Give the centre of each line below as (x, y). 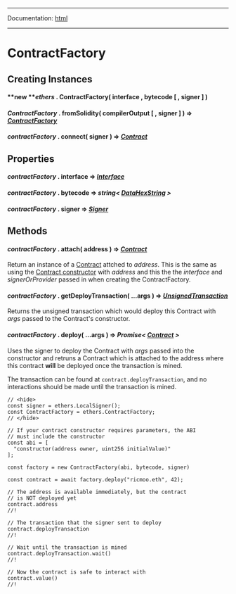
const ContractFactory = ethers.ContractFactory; (81, 412)
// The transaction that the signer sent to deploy (84, 523)
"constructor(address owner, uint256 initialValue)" (92, 449)
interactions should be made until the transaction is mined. (92, 386)
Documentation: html (38, 18)
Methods (27, 230)
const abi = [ (28, 443)
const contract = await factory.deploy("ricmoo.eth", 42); (96, 479)
